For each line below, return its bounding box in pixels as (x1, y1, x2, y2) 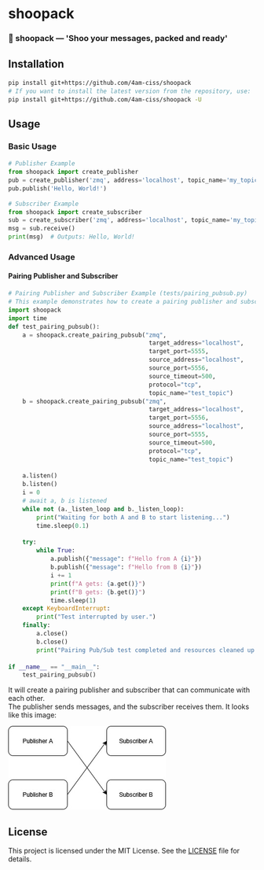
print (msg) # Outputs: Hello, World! (8, 233, 135, 241)
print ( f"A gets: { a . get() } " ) (49, 580, 146, 588)
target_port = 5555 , (148, 348, 210, 356)
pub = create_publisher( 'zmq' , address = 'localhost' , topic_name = (8, 176, 226, 184)
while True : (36, 547, 76, 555)
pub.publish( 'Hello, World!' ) (8, 184, 108, 193)
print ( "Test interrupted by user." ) (36, 613, 156, 621)
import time (8, 314, 47, 323)
